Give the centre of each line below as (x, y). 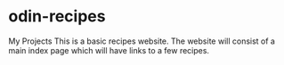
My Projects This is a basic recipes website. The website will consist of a (142, 41)
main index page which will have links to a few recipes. (109, 50)
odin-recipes (57, 16)
